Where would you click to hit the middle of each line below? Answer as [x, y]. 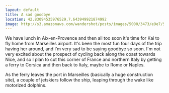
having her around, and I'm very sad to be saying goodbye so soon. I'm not [83, 49]
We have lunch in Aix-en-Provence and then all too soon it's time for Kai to [82, 38]
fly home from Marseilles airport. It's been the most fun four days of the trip [83, 44]
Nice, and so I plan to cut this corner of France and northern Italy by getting [83, 60]
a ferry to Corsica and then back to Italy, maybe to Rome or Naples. [75, 65]
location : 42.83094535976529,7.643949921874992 [56, 19]
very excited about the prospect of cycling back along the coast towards [80, 54]
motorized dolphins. [26, 85]
